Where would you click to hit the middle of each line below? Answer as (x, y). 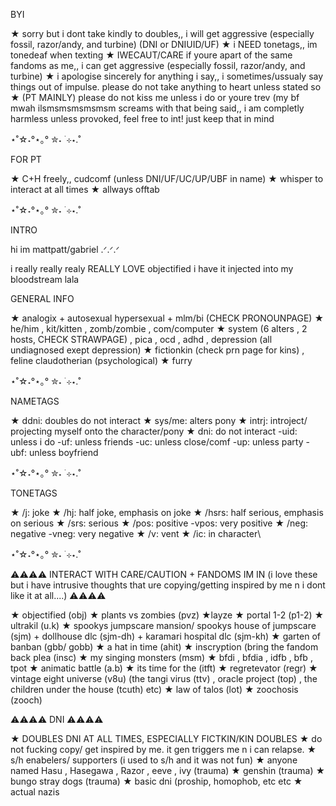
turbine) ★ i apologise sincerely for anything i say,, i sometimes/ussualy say (167, 76)
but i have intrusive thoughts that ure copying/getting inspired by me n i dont (168, 585)
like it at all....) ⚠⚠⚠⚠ (58, 595)
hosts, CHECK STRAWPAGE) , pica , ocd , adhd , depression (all (141, 339)
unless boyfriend (64, 452)
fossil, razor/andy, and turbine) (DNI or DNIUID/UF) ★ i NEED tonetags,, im (164, 44)
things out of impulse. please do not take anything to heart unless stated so (166, 87)
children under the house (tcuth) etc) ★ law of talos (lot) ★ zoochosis (154, 689)
